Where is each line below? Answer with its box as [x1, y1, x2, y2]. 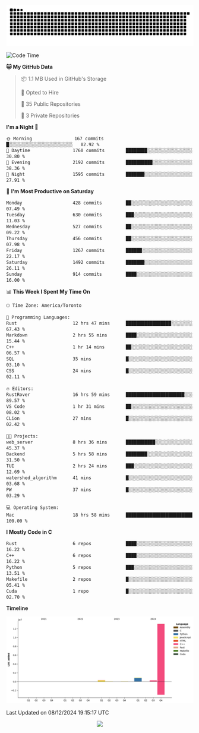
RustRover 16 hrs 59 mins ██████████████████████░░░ [6, 391, 193, 398]
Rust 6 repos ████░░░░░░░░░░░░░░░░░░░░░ [6, 540, 193, 546]
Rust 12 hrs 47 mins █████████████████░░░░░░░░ [6, 320, 193, 326]
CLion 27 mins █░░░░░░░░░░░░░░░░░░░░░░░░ [6, 415, 193, 421]
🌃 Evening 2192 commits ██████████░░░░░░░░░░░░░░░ [6, 159, 193, 165]
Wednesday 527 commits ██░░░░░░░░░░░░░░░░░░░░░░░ [6, 224, 193, 229]
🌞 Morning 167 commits [6, 136, 104, 141]
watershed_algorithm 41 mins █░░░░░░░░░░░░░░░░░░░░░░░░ [6, 474, 193, 481]
